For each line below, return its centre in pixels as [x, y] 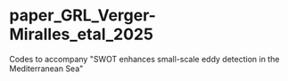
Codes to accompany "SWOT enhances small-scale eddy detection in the [144, 59]
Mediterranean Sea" [46, 69]
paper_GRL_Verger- [82, 16]
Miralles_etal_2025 [82, 34]
